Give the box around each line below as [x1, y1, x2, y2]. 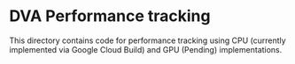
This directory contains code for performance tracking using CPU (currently [9, 35, 286, 46]
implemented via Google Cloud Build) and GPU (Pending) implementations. [9, 44, 283, 54]
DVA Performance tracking [9, 6, 211, 26]
